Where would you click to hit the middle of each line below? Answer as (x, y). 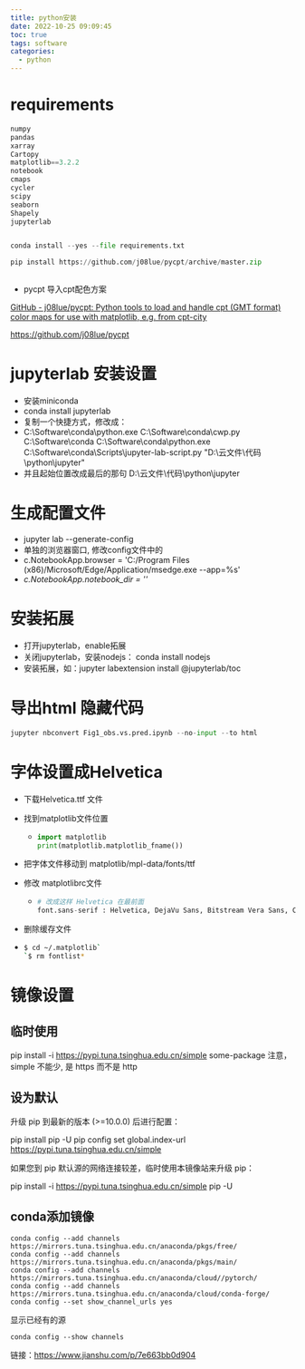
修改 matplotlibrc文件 (62, 883)
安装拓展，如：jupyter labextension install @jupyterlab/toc (132, 668)
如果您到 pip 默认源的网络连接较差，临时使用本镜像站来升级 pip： (132, 1168)
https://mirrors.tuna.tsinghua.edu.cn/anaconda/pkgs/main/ (124, 1262)
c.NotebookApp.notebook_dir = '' (86, 579)
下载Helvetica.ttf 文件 (63, 799)
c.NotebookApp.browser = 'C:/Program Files (106, 559)
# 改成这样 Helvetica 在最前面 (90, 902)
